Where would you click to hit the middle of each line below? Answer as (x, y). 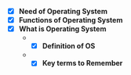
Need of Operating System (63, 11)
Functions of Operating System (71, 20)
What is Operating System (62, 29)
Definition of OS (69, 46)
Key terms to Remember (82, 63)
